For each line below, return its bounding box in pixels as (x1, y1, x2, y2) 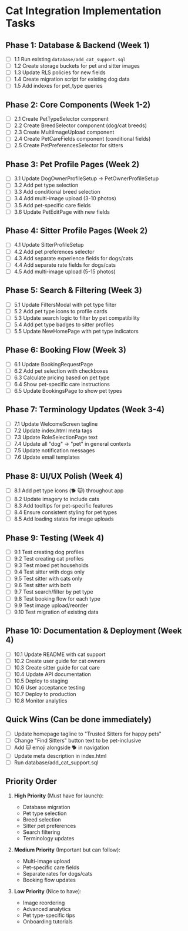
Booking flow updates (22, 876, 76, 883)
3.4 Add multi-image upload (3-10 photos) (14, 195, 116, 202)
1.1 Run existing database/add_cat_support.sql (14, 56, 126, 62)
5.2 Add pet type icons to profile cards (14, 307, 108, 314)
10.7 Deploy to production (14, 690, 77, 697)
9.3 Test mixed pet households (14, 562, 89, 569)
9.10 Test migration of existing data (14, 608, 99, 615)
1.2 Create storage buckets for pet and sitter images (14, 62, 140, 69)
